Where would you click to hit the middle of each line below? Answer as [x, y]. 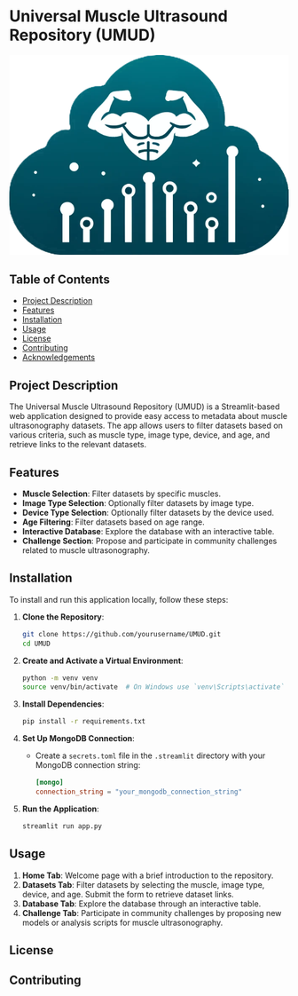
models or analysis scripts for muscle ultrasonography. [122, 922]
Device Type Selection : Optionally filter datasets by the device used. [148, 512]
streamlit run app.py [62, 826]
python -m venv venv [60, 678]
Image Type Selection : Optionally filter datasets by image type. [138, 502]
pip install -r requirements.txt [84, 722]
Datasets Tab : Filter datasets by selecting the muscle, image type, [143, 884]
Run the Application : [60, 809]
